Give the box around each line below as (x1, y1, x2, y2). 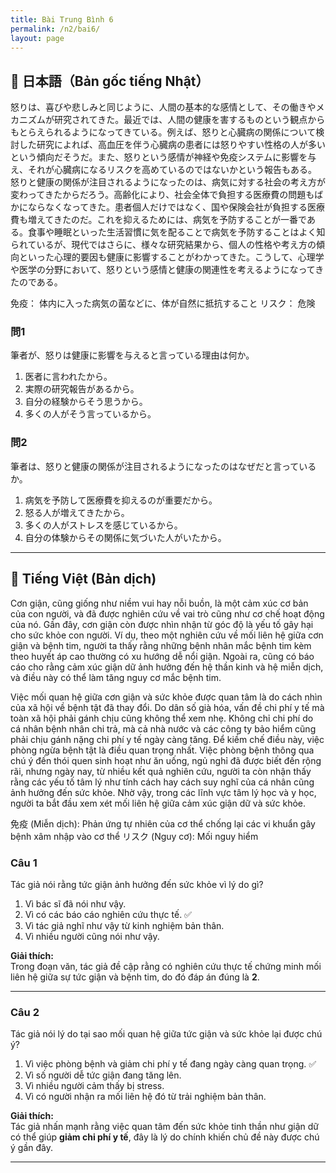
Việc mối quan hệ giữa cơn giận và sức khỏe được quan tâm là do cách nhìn (10, 691, 323, 703)
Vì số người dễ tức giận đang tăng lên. (24, 1069, 182, 1081)
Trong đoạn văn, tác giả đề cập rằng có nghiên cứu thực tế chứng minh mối (10, 960, 322, 972)
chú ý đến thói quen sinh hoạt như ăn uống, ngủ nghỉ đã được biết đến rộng (10, 754, 322, 766)
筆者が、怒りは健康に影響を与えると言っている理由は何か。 (10, 349, 255, 361)
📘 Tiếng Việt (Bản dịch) (10, 571, 157, 588)
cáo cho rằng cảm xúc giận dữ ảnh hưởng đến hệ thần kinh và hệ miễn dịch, (10, 661, 324, 673)
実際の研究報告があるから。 (24, 383, 140, 395)
